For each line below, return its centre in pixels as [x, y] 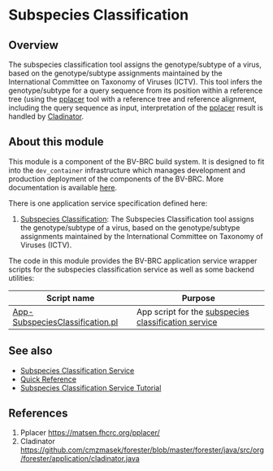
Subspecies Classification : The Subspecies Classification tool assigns [137, 219]
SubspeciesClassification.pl [65, 321]
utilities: [22, 277]
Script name [70, 298]
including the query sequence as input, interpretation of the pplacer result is [136, 108]
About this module [56, 142]
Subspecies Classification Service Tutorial [91, 387]
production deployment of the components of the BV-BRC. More [116, 179]
